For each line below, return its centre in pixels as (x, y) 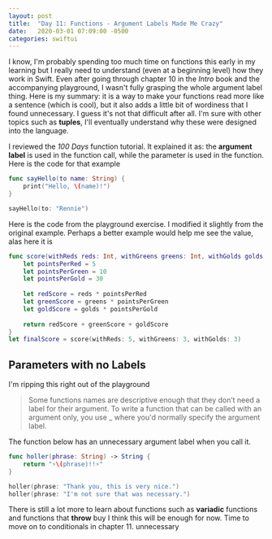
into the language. (39, 131)
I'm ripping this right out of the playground (79, 385)
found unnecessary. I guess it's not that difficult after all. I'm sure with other (135, 114)
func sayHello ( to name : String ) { (67, 179)
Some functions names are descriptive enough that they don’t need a (144, 400)
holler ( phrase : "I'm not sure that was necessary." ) (99, 494)
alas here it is (30, 241)
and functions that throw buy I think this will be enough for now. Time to (129, 518)
